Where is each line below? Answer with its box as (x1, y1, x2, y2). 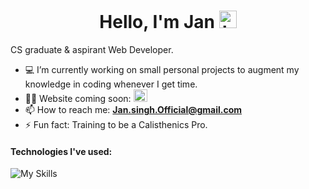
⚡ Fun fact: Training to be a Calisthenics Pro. (24, 118, 208, 130)
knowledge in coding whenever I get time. (24, 78, 198, 90)
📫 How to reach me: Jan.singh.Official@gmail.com (24, 103, 243, 115)
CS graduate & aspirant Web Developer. (10, 43, 174, 55)
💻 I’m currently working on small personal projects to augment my (24, 63, 300, 75)
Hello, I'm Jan (99, 11, 215, 34)
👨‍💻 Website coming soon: (24, 92, 132, 104)
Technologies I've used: (10, 145, 113, 157)
